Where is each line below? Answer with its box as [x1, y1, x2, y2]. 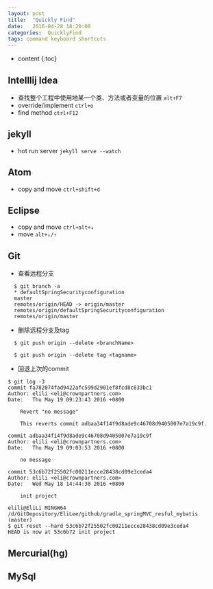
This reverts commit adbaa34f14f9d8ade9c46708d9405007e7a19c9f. [20, 421, 208, 427]
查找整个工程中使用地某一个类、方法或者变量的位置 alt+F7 [17, 93, 182, 102]
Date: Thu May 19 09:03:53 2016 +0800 [8, 445, 125, 452]
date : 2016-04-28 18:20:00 [8, 23, 91, 30]
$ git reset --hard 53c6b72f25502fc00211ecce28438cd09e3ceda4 [8, 523, 189, 530]
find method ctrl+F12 [17, 108, 79, 117]
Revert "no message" [20, 408, 79, 416]
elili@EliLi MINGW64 [8, 504, 67, 512]
